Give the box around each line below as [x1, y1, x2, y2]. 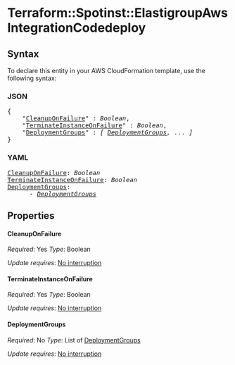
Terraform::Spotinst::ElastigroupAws [7, 5, 229, 21]
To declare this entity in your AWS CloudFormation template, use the [7, 67, 205, 75]
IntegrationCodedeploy [7, 20, 146, 36]
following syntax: [7, 74, 57, 82]
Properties [7, 210, 55, 222]
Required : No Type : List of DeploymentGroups [7, 335, 141, 344]
